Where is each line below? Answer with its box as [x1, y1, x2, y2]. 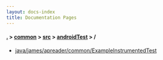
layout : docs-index [6, 8, 56, 15]
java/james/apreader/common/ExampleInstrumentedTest [14, 47, 157, 54]
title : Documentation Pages [6, 15, 77, 21]
